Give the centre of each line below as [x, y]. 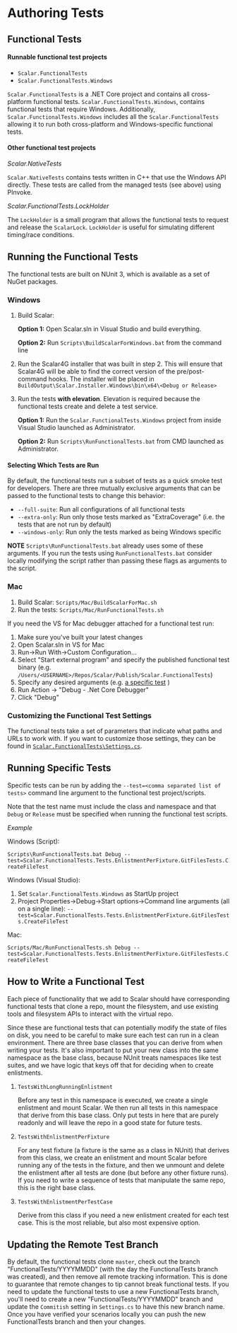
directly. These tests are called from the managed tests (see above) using [114, 185]
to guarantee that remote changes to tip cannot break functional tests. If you [118, 1284]
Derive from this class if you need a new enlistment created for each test [123, 1215]
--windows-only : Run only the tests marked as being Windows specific [119, 532]
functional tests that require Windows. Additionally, [81, 109]
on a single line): [41, 908]
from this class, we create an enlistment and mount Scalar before [112, 1158]
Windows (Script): [34, 841]
